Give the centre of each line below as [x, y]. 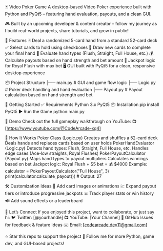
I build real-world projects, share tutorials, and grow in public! [67, 31]
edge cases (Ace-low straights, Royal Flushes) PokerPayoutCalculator [75, 153]
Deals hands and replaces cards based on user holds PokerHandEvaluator [80, 143]
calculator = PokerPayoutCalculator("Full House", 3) [57, 171]
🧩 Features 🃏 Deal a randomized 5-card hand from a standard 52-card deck [81, 40]
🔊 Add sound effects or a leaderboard [44, 201]
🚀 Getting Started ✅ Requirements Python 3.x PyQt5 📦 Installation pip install [82, 105]
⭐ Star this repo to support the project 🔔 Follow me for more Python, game [80, 236]
